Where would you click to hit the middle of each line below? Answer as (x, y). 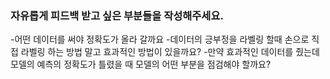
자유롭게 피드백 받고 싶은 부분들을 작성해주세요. (117, 15)
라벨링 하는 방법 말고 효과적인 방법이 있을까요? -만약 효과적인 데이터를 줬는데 (170, 52)
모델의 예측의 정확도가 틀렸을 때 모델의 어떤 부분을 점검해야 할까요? (141, 64)
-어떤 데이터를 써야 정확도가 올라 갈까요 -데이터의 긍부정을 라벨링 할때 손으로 (160, 39)
